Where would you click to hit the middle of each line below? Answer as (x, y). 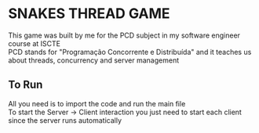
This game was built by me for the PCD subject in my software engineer (124, 35)
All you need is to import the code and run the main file (97, 103)
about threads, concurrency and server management (93, 60)
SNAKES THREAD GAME (89, 14)
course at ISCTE (35, 43)
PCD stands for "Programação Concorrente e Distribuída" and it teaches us (130, 52)
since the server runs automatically (65, 120)
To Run (26, 85)
